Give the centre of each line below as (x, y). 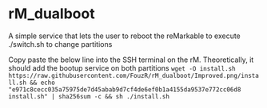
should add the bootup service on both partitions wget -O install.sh (122, 67)
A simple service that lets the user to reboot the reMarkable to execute (125, 36)
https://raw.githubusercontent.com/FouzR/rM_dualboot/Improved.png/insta (134, 75)
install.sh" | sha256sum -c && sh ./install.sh (89, 96)
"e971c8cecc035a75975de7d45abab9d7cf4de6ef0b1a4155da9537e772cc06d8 (125, 89)
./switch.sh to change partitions (60, 44)
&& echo (42, 83)
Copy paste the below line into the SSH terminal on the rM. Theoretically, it (131, 60)
